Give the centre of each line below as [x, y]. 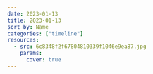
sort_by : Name [28, 27]
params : [31, 54]
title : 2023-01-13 [34, 20]
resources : [23, 40]
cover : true [43, 60]
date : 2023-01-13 [33, 14]
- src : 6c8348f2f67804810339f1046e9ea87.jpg [80, 47]
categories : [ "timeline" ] [45, 33]
